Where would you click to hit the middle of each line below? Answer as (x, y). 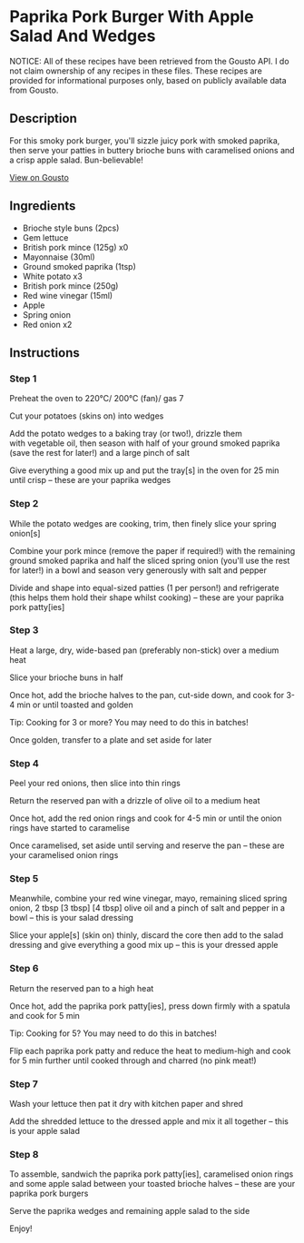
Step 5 (24, 879)
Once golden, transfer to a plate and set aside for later (111, 740)
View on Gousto (39, 177)
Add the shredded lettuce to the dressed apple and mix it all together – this (149, 1121)
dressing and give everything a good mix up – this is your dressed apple (144, 945)
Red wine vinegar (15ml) (68, 295)
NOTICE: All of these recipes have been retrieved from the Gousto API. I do (149, 61)
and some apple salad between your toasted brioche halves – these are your (152, 1184)
